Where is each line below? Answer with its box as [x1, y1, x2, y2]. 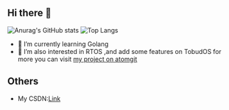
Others [7, 75, 39, 87]
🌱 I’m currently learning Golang [17, 40, 108, 48]
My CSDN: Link [17, 94, 61, 103]
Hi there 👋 [7, 7, 52, 19]
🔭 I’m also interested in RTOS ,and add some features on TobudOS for [17, 47, 222, 55]
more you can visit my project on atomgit [17, 55, 138, 63]
